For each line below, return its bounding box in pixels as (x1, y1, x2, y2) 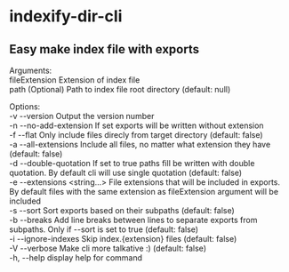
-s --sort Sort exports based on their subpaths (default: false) (9, 205, 236, 215)
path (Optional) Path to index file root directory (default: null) (9, 84, 231, 94)
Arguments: (9, 65, 52, 76)
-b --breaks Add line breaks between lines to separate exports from (9, 215, 258, 225)
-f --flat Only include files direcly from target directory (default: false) (9, 130, 264, 140)
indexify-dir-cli (9, 6, 123, 27)
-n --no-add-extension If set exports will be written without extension (9, 120, 264, 131)
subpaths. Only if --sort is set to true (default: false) (9, 224, 198, 235)
